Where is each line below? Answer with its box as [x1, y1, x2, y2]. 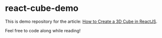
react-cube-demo [5, 3, 79, 14]
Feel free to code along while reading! [5, 28, 81, 33]
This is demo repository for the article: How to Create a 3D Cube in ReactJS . [5, 19, 158, 24]
